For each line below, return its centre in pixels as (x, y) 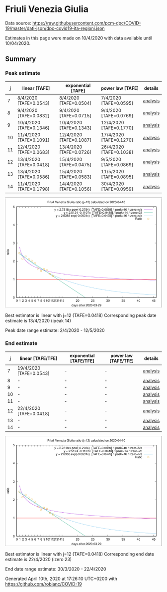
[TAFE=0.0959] (117, 189)
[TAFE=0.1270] (117, 140)
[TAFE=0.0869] (117, 164)
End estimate (21, 343)
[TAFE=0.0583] (75, 177)
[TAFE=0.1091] (33, 140)
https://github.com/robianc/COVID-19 (43, 584)
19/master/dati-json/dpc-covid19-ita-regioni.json (55, 28)
